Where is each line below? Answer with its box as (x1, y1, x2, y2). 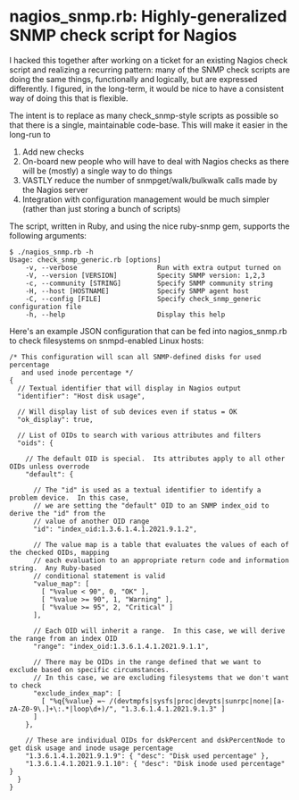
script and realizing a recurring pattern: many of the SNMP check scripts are (9, 64, 290, 75)
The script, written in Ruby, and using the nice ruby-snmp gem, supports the (9, 221, 290, 232)
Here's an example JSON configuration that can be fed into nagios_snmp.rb (9, 325, 287, 336)
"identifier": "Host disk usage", (17, 392, 145, 400)
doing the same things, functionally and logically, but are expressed (9, 73, 258, 84)
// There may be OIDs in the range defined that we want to (32, 657, 262, 667)
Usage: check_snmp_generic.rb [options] (9, 255, 162, 265)
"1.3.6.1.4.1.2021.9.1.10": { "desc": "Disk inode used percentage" (25, 759, 286, 768)
